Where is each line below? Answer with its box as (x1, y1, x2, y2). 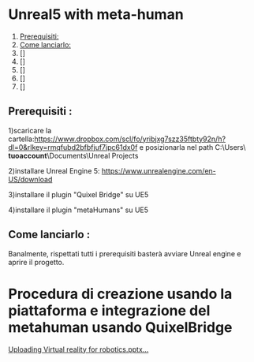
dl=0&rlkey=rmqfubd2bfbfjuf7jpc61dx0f (8, 142, 138, 151)
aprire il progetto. (8, 257, 65, 267)
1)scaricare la (8, 125, 52, 135)
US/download (8, 174, 53, 184)
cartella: (8, 134, 35, 144)
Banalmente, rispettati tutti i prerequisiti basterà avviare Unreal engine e (8, 248, 241, 258)
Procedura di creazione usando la (8, 285, 233, 303)
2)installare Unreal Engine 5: (8, 166, 100, 175)
